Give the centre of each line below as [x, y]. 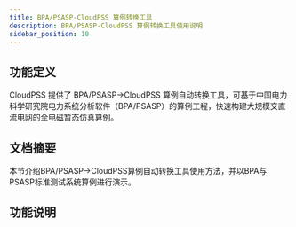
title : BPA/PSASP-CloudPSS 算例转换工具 [81, 17]
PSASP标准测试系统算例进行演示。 [72, 182]
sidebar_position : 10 [49, 34]
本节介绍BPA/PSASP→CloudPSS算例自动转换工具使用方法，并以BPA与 [138, 171]
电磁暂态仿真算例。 [83, 117]
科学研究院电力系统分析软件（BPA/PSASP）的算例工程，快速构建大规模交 [144, 106]
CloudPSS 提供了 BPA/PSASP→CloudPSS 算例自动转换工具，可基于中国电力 [148, 95]
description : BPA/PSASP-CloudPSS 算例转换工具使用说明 [106, 26]
